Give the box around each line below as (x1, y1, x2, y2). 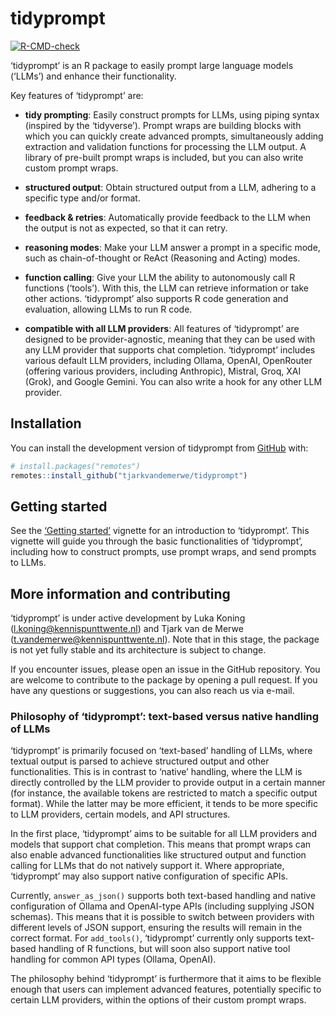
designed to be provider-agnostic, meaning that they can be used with (24, 333, 316, 345)
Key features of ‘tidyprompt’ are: (10, 89, 144, 101)
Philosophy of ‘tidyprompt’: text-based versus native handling (10, 710, 320, 724)
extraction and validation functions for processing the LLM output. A (24, 140, 307, 152)
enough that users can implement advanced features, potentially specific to (10, 983, 322, 996)
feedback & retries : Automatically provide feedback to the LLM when (24, 211, 311, 223)
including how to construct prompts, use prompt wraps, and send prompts (10, 546, 317, 558)
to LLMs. (10, 557, 47, 569)
